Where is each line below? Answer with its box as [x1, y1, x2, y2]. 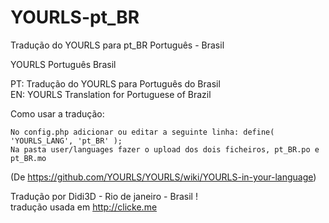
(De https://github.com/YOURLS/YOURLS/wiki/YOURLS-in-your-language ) [10, 171, 317, 183]
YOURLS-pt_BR [10, 6, 140, 29]
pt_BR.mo [10, 153, 47, 163]
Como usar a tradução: [10, 107, 105, 120]
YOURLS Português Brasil [10, 58, 117, 70]
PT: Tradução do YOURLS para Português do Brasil [10, 77, 221, 90]
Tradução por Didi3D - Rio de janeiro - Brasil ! [10, 190, 198, 202]
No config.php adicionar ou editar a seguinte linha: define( [10, 127, 275, 137]
